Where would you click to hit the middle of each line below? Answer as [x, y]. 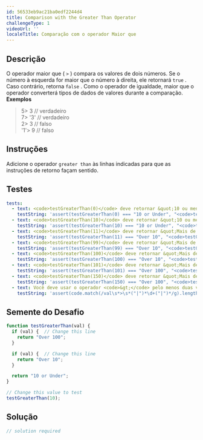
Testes [19, 189]
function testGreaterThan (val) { [48, 326]
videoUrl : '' [23, 29]
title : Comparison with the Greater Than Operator [71, 18]
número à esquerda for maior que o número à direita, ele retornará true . [97, 80]
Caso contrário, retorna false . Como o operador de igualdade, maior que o [100, 86]
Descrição [26, 59]
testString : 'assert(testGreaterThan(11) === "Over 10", [90, 237]
